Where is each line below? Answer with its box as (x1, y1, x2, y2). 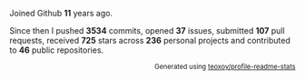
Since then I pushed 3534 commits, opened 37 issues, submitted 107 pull (9, 25, 285, 35)
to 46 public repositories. (9, 45, 104, 55)
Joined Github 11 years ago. (9, 8, 113, 18)
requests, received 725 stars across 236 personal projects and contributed (9, 35, 290, 45)
